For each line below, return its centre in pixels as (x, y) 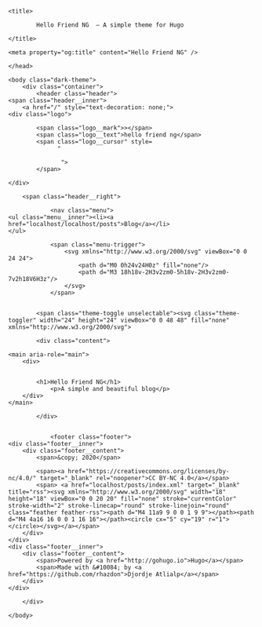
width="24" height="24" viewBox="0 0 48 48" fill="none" (135, 320)
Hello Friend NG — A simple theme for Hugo (110, 25)
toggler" (22, 320)
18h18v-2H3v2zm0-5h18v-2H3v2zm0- (175, 272)
